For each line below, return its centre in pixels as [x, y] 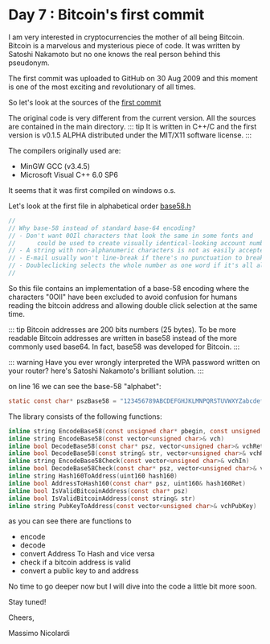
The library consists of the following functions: [85, 416]
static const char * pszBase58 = [62, 401]
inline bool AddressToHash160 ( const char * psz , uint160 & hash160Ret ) [127, 483]
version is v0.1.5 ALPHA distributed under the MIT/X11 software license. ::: [130, 135]
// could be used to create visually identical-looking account [127, 243]
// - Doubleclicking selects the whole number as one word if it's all [131, 266]
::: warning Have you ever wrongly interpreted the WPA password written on [134, 362]
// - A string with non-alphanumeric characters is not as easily [122, 251]
